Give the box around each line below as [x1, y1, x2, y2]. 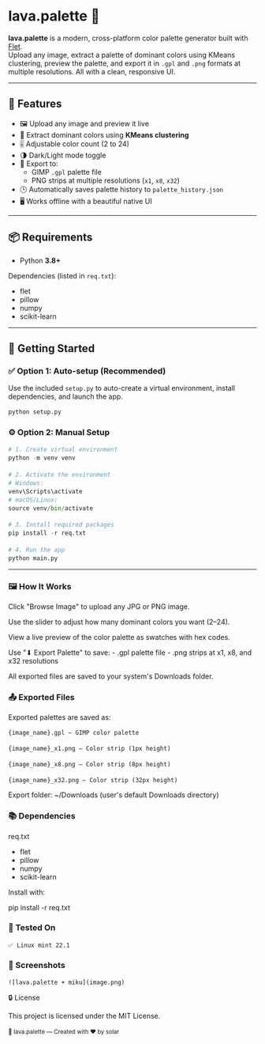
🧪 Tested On [8, 922, 56, 933]
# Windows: [8, 478, 44, 487]
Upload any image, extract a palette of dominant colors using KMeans [8, 50, 235, 59]
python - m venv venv [8, 454, 77, 462]
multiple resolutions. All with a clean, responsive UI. [8, 66, 176, 76]
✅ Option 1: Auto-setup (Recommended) [8, 365, 166, 376]
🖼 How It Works [8, 581, 72, 592]
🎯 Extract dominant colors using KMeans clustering [19, 130, 189, 139]
